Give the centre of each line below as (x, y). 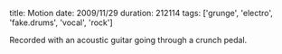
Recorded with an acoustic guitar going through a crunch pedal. (128, 40)
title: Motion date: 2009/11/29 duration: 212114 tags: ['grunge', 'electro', (141, 13)
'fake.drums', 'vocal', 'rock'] (61, 22)
